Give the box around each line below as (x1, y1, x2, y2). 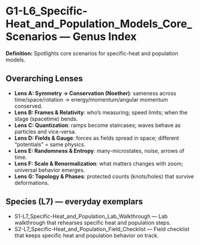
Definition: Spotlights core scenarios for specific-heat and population (5, 49, 178, 57)
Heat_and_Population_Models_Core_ (5, 17, 193, 31)
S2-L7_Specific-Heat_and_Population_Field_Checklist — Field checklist (14, 225, 190, 232)
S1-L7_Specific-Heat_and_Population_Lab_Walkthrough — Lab (14, 212, 168, 220)
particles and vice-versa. (14, 128, 76, 135)
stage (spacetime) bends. (14, 115, 78, 122)
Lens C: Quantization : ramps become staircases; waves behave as (14, 122, 181, 129)
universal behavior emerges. (14, 166, 85, 173)
